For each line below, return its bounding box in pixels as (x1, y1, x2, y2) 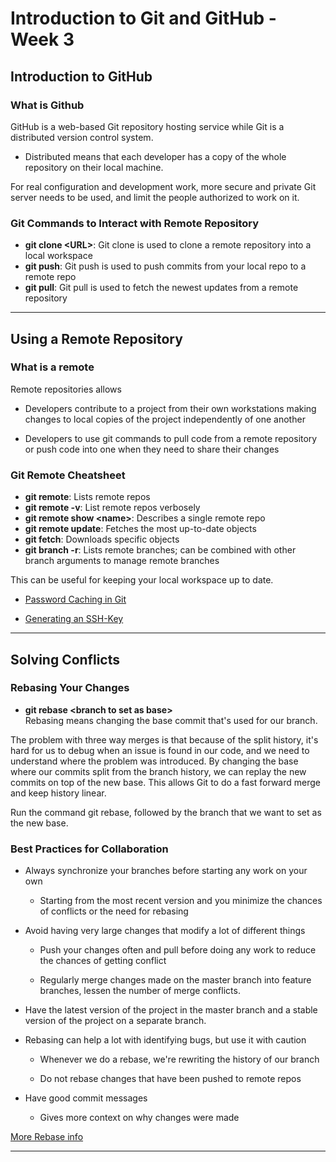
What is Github (10, 98, 85, 112)
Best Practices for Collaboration (10, 842, 169, 856)
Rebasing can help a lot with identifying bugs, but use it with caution (24, 1034, 307, 1046)
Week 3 (10, 28, 75, 51)
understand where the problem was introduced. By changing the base (10, 755, 299, 767)
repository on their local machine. (24, 161, 164, 173)
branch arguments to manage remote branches (24, 555, 220, 567)
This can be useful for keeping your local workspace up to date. (10, 574, 274, 586)
